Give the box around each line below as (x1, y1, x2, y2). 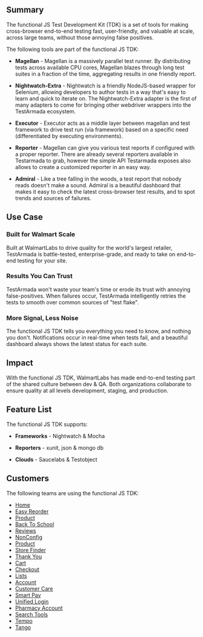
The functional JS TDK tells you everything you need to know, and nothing (6, 327, 192, 335)
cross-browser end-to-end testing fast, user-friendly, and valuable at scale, (6, 27, 195, 35)
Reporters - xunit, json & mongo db (14, 444, 104, 451)
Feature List (6, 404, 52, 415)
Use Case (6, 212, 43, 222)
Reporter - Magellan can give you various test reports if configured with (14, 144, 195, 151)
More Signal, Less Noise (6, 313, 79, 322)
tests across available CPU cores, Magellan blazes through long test (14, 64, 185, 71)
